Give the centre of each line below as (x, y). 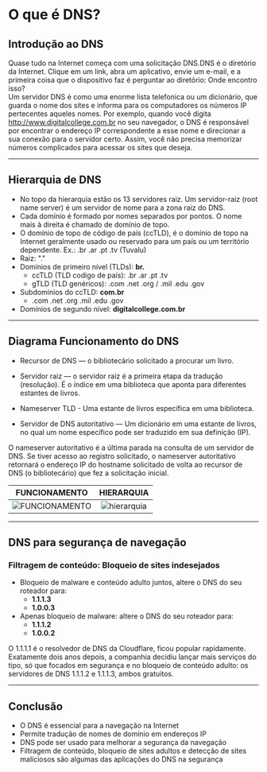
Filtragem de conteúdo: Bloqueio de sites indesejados (114, 564)
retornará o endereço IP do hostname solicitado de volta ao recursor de (126, 464)
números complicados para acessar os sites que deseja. (101, 147)
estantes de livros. (50, 393)
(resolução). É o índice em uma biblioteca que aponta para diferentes (133, 384)
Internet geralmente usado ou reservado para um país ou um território (134, 241)
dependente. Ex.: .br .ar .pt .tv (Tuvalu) (83, 250)
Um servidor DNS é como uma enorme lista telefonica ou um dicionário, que (133, 97)
